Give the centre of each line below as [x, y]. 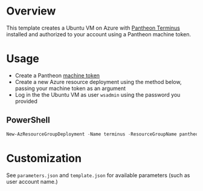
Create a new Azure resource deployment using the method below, [98, 82]
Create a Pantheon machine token [57, 75]
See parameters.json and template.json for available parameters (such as [98, 175]
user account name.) [32, 181]
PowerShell [28, 120]
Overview [31, 11]
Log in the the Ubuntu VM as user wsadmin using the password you [98, 94]
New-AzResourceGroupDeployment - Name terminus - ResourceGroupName [92, 134]
